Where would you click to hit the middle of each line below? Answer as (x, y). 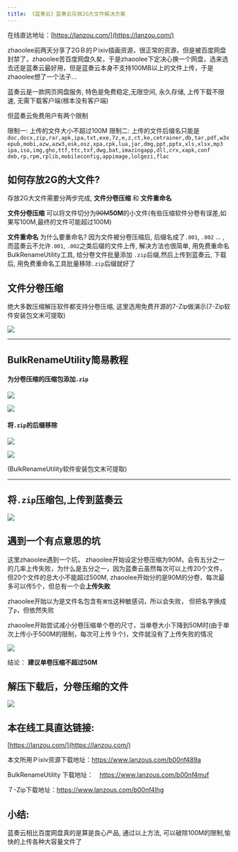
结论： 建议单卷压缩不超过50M (52, 662)
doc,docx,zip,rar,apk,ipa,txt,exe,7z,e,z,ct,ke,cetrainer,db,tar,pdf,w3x (119, 138)
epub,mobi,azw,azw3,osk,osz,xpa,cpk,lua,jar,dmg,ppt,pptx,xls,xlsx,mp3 (115, 144)
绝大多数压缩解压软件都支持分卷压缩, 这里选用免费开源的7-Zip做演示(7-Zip (116, 307)
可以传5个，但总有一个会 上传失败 (62, 586)
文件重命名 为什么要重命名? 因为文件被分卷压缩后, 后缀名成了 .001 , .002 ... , (116, 237)
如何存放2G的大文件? (54, 180)
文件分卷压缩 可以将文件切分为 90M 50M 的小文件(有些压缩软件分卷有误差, (114, 213)
